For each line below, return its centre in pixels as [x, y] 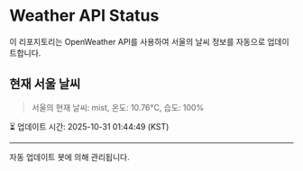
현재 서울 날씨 [45, 84]
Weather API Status [84, 16]
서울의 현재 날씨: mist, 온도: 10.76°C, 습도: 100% [118, 107]
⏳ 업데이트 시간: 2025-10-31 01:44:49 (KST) [89, 126]
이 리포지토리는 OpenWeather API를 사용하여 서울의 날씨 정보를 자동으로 [138, 41]
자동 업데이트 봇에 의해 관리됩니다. [69, 157]
